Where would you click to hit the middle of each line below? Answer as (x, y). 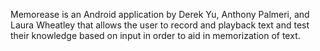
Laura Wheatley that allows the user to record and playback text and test (160, 25)
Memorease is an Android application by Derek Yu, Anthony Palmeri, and (160, 14)
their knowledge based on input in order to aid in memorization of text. (155, 35)
